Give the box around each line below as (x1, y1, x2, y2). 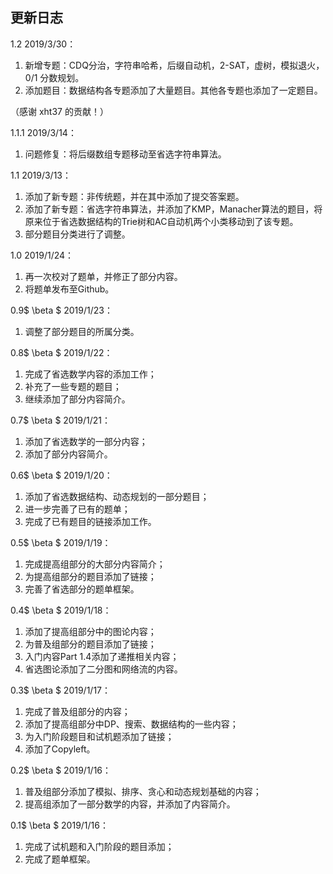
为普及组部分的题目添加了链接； (24, 638, 157, 650)
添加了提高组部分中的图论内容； (24, 625, 157, 637)
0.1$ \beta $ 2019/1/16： (10, 819, 109, 831)
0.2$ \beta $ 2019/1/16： (10, 764, 112, 776)
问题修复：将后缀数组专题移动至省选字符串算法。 (24, 148, 227, 160)
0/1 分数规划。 (24, 71, 85, 83)
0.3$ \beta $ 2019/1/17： (10, 684, 111, 696)
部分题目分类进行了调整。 (24, 228, 131, 240)
